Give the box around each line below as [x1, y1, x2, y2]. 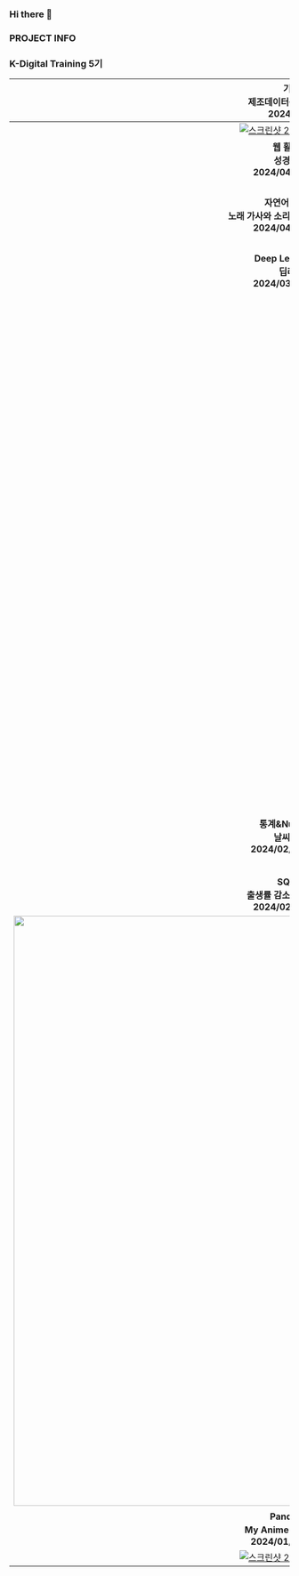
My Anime [244, 1523, 289, 1536]
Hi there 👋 [9, 8, 53, 20]
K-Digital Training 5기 [9, 57, 103, 69]
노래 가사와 [228, 210, 272, 222]
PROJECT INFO [9, 31, 77, 44]
